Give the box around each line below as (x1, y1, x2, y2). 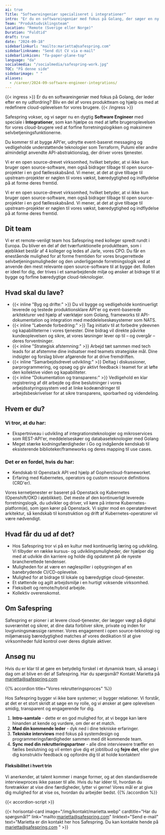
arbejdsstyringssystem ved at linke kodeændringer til (12, 385, 120, 391)
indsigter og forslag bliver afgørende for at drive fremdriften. (12, 354, 135, 359)
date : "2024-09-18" (5, 39, 45, 44)
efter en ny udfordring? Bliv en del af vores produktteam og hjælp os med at (5, 99, 159, 105)
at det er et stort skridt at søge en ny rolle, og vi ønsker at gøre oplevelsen (5, 700, 155, 706)
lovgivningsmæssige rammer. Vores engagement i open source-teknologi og (5, 627, 160, 633)
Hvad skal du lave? (5, 288, 64, 297)
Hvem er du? (5, 404, 45, 413)
